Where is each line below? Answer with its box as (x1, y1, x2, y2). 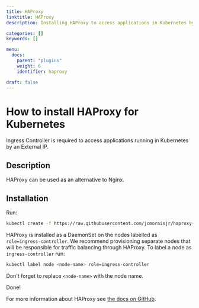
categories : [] (6, 30, 44, 36)
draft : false (6, 79, 38, 85)
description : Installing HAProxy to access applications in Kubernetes (6, 20, 187, 25)
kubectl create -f (6, 220, 52, 226)
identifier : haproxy (17, 69, 68, 75)
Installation (6, 193, 49, 203)
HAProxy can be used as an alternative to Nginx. (6, 176, 124, 184)
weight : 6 (17, 63, 41, 69)
